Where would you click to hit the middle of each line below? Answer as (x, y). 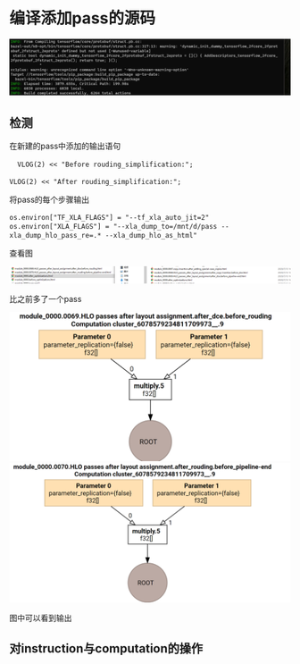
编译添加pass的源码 (83, 18)
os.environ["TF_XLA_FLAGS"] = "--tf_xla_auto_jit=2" (109, 218)
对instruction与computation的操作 (106, 649)
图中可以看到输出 (41, 618)
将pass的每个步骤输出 (50, 200)
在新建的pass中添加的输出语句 (65, 146)
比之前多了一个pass (46, 298)
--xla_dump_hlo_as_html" (151, 236)
